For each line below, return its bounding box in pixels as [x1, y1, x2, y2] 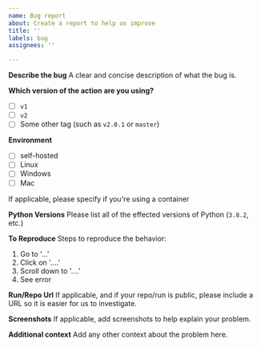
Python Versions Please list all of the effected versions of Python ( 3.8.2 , [8, 209, 249, 219]
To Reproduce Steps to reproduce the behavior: [8, 233, 167, 243]
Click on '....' [19, 257, 61, 267]
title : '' [8, 26, 42, 34]
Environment [8, 135, 52, 145]
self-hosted [19, 151, 58, 161]
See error [19, 274, 52, 284]
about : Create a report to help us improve [8, 19, 156, 27]
